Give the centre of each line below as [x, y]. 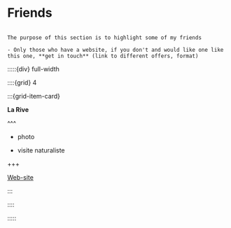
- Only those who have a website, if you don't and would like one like [115, 50]
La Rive [18, 109]
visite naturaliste [41, 150]
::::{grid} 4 [22, 83]
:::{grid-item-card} [34, 96]
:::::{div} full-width [33, 69]
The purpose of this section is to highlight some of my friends [104, 37]
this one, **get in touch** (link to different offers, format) [103, 56]
